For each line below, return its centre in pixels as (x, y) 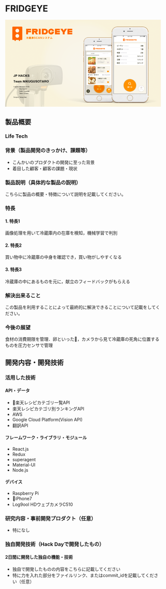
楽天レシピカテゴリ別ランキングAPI (48, 409)
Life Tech (17, 136)
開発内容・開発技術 (34, 362)
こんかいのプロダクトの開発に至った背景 (53, 162)
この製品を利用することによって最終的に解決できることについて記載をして (81, 307)
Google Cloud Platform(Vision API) (47, 420)
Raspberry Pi (25, 493)
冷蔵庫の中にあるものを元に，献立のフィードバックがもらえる (68, 281)
